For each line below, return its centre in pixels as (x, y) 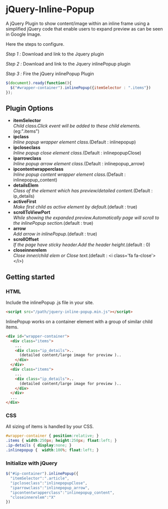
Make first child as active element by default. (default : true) (75, 207)
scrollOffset (26, 239)
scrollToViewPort (32, 213)
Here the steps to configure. (35, 44)
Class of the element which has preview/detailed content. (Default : (83, 191)
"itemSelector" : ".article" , (40, 478)
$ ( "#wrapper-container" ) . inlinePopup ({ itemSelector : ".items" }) (81, 87)
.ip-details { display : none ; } (39, 445)
